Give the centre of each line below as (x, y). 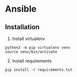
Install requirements (32, 61)
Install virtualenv (28, 38)
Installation (22, 27)
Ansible (21, 9)
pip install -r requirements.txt (39, 70)
